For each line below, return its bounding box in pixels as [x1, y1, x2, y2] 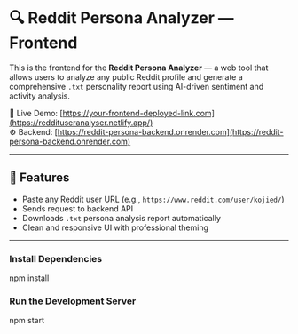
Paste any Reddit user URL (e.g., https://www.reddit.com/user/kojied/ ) [21, 194, 286, 204]
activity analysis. [9, 91, 71, 101]
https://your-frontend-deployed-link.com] [62, 107, 215, 118]
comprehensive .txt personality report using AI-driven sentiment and [9, 81, 264, 91]
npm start [9, 315, 45, 326]
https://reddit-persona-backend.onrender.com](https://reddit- [57, 126, 284, 137]
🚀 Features [9, 171, 70, 186]
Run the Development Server [9, 295, 137, 307]
